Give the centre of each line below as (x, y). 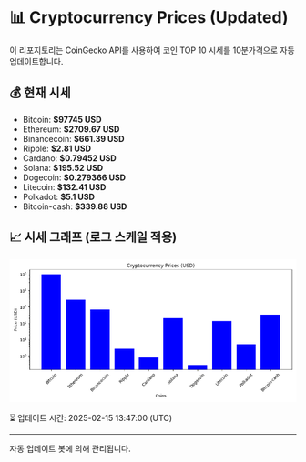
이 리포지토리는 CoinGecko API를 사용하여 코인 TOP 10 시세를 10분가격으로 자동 (152, 50)
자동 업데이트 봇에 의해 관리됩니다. (70, 448)
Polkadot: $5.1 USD (59, 196)
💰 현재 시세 (40, 93)
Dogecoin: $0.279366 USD (74, 177)
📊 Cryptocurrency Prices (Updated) (149, 18)
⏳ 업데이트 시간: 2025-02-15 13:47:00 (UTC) (91, 417)
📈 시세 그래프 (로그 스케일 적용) (93, 237)
